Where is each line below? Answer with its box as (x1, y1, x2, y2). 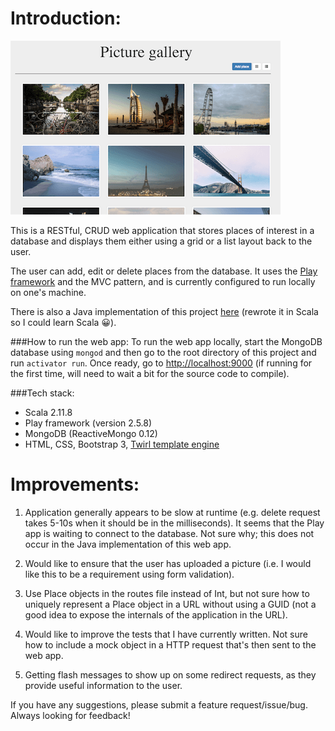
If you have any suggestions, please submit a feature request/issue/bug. (10, 698, 308, 711)
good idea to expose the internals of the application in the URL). (24, 608, 288, 621)
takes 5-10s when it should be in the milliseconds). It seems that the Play (24, 517, 325, 529)
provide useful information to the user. (24, 679, 183, 691)
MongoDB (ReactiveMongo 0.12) (24, 427, 158, 439)
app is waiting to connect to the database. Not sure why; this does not (24, 527, 315, 539)
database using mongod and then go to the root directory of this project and (10, 346, 317, 358)
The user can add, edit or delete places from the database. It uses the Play (10, 265, 318, 277)
